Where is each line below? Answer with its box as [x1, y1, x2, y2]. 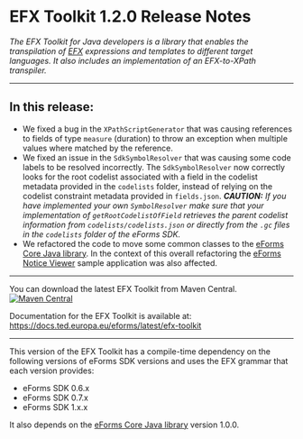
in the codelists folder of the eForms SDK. [22, 228, 181, 240]
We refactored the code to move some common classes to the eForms [22, 238, 284, 249]
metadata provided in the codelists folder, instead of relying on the [22, 180, 273, 191]
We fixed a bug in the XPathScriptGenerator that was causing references [22, 123, 293, 134]
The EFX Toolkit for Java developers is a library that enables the [9, 36, 250, 47]
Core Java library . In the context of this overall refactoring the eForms [22, 248, 281, 259]
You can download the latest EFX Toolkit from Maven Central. [9, 283, 237, 294]
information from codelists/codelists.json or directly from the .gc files [22, 219, 290, 230]
